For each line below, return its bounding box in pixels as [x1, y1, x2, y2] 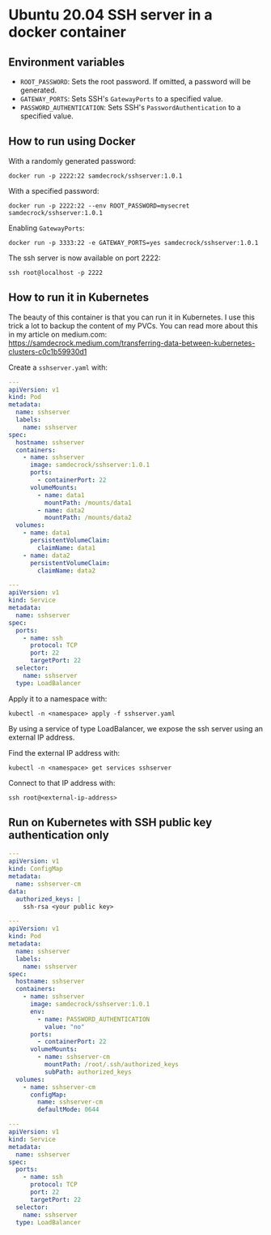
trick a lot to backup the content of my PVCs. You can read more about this [8, 320, 259, 330]
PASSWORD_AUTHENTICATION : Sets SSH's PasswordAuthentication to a [19, 103, 241, 112]
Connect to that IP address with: [8, 778, 116, 787]
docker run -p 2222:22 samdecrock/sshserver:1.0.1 [8, 172, 183, 180]
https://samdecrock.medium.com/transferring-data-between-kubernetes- [8, 338, 256, 348]
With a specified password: [8, 186, 100, 195]
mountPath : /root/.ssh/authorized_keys [44, 1061, 180, 1069]
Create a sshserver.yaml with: [8, 362, 108, 372]
